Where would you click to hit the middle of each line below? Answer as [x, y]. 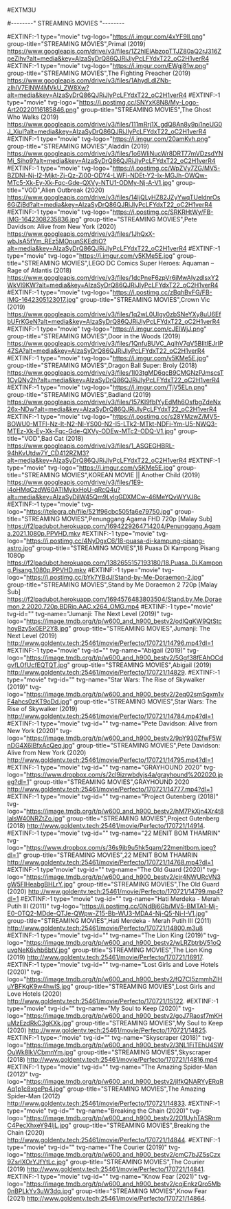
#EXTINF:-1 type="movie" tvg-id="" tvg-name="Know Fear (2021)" [102, 1176]
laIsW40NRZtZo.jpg [35, 818]
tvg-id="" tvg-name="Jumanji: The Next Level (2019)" [84, 614]
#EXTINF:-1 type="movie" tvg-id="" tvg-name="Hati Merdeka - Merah [120, 899]
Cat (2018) [69, 438]
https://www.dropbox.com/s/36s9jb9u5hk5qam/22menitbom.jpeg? [121, 848]
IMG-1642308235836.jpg [43, 219]
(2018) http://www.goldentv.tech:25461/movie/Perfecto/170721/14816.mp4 [112, 1059]
